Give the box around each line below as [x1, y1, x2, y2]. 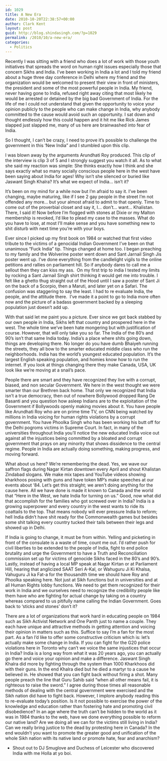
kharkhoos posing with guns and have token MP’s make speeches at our [5, 476, 154, 482]
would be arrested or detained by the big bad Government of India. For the [5, 95, 159, 101]
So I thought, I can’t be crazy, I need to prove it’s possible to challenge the [5, 137, 157, 143]
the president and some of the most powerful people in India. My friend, [5, 84, 153, 90]
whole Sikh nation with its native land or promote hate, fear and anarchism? [5, 735, 160, 741]
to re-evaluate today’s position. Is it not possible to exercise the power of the [5, 698, 163, 704]
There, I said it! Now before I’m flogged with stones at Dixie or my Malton [5, 209, 155, 215]
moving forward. [5, 451, 39, 457]
